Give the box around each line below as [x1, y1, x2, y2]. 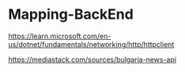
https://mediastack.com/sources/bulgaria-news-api [8, 55, 176, 64]
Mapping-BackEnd [8, 5, 134, 23]
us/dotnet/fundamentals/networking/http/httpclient [8, 39, 175, 49]
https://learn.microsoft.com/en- [8, 31, 111, 41]
